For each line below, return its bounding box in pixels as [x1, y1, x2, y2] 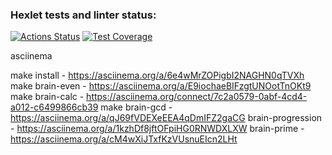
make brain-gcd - [100, 101, 173, 113]
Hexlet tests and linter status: [10, 8, 157, 22]
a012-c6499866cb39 [10, 101, 99, 113]
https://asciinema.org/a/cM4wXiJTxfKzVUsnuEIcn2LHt [10, 133, 238, 145]
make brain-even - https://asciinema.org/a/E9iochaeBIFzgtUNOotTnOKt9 [10, 80, 312, 92]
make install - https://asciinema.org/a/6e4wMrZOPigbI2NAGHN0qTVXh [10, 69, 305, 82]
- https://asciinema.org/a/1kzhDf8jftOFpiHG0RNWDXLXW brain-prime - [10, 123, 305, 135]
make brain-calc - [10, 91, 85, 103]
